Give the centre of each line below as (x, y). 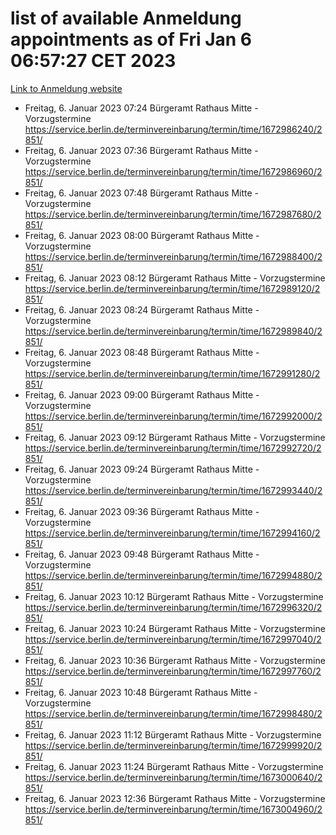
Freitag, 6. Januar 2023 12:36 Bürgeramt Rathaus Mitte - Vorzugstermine (175, 798)
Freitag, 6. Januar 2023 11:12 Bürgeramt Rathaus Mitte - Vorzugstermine (173, 734)
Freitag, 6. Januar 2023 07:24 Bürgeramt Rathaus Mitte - (141, 108)
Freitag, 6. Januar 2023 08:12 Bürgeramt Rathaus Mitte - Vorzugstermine (175, 278)
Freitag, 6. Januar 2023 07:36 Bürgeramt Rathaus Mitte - (141, 150)
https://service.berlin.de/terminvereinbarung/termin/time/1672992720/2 (173, 448)
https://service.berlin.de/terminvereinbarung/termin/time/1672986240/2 (173, 129)
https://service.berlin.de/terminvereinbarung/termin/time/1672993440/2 (173, 490)
